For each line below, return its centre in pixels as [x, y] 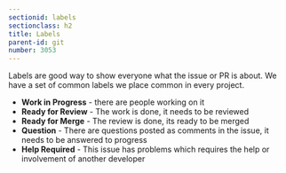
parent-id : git [36, 42]
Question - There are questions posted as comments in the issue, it [145, 130]
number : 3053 [32, 51]
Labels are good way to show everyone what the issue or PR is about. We [143, 75]
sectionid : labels [42, 17]
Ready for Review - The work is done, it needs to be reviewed [135, 112]
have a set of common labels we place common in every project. [127, 85]
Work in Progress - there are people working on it [113, 102]
